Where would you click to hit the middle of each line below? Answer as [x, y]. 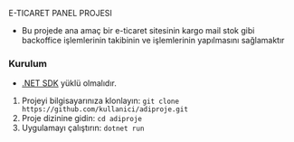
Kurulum [28, 63]
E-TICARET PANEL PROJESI [60, 13]
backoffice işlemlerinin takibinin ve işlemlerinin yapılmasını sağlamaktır [153, 40]
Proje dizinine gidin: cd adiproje [81, 118]
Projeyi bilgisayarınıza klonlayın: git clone [100, 101]
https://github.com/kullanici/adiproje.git [105, 109]
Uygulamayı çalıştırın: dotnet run [83, 128]
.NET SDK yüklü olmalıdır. [69, 83]
